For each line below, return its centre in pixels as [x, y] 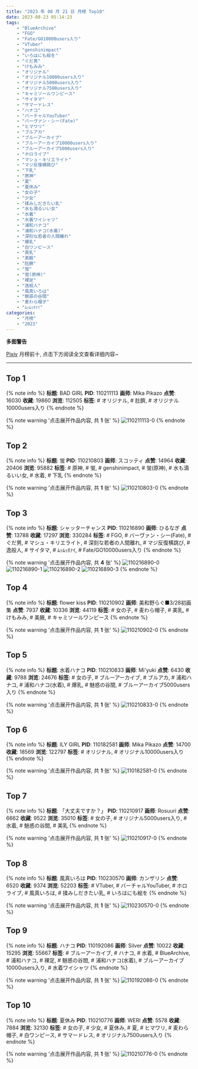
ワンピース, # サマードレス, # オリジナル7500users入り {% [100, 1035]
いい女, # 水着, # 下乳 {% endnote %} [56, 476]
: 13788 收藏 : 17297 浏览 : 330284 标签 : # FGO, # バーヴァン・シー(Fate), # [101, 535]
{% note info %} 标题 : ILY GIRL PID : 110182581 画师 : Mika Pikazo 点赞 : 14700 [99, 745]
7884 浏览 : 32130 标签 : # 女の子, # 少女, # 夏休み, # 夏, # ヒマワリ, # [89, 1027]
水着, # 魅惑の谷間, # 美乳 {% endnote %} [57, 826]
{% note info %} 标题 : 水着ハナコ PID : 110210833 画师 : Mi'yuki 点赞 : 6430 [95, 670]
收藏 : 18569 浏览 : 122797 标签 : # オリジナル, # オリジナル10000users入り [95, 752]
